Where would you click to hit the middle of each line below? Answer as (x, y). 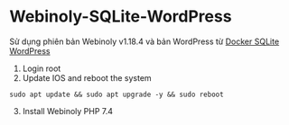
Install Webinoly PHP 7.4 (68, 111)
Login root (42, 68)
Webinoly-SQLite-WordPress (121, 17)
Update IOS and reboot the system (87, 77)
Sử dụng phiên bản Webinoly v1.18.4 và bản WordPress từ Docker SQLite (144, 41)
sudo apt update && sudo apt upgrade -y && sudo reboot (117, 94)
